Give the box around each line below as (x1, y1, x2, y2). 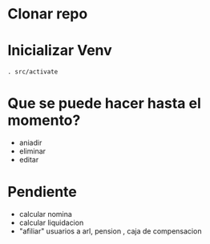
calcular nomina (18, 210, 73, 218)
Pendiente (7, 183, 78, 201)
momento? (7, 111, 81, 130)
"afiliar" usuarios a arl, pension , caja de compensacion (18, 226, 202, 236)
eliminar (18, 146, 46, 156)
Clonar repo (7, 5, 88, 23)
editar (18, 155, 39, 165)
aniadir (18, 138, 42, 148)
